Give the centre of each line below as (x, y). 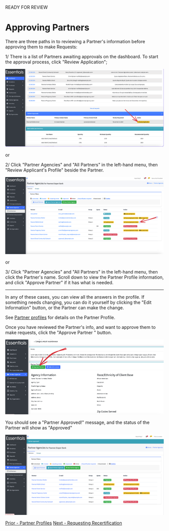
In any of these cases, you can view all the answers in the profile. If (75, 297)
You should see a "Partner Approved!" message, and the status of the (77, 422)
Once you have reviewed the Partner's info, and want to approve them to (80, 327)
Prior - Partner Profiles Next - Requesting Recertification (64, 523)
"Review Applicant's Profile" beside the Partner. (55, 170)
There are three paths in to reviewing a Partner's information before (75, 41)
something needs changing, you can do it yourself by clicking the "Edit (78, 302)
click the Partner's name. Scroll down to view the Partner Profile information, (84, 277)
